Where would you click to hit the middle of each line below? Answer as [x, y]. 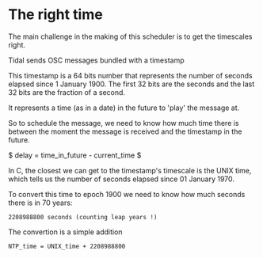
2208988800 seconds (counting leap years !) [83, 217]
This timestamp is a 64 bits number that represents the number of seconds [130, 75]
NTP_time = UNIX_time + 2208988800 [67, 246]
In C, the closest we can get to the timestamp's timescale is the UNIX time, [130, 170]
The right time [55, 15]
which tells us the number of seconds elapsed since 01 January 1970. [122, 179]
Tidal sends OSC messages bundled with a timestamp [96, 60]
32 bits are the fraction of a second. [67, 92]
